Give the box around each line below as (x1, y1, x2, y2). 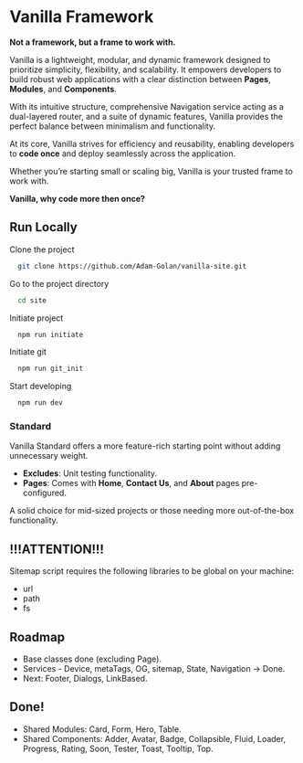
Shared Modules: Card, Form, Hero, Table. (22, 724, 182, 735)
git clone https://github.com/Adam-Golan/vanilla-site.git (17, 261, 247, 270)
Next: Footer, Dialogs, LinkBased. (22, 673, 148, 684)
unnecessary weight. (9, 450, 89, 461)
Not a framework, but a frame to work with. (9, 37, 176, 48)
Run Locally (9, 219, 78, 235)
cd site (17, 295, 47, 305)
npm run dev (17, 398, 64, 408)
